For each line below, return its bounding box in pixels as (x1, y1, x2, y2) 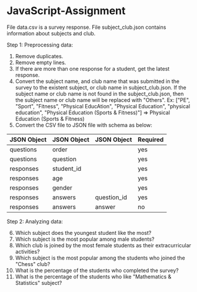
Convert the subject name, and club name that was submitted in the (15, 78, 180, 85)
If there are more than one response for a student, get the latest (15, 65, 170, 72)
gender (52, 184, 72, 192)
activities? (15, 248, 40, 255)
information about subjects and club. (6, 29, 96, 36)
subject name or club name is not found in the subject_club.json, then (15, 90, 184, 97)
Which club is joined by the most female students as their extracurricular (15, 241, 192, 248)
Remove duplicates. (15, 52, 64, 59)
